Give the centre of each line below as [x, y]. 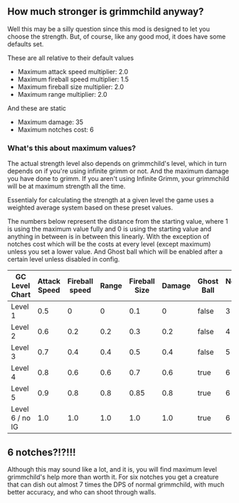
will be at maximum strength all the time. [67, 186]
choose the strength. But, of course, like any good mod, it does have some [117, 36]
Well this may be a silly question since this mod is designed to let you [108, 28]
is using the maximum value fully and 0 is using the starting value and [110, 229]
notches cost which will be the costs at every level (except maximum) [109, 244]
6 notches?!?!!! [42, 452]
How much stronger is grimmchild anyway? [106, 12]
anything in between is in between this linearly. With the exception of [108, 237]
